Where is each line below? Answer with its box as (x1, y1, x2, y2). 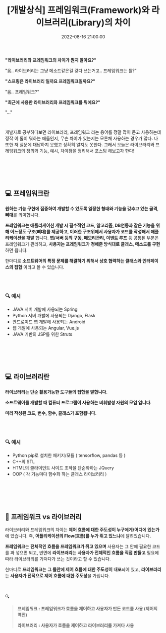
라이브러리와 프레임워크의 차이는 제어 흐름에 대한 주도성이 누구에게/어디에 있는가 (5, 527, 160, 533)
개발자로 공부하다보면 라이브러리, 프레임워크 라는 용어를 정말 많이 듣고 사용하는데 (5, 129, 162, 135)
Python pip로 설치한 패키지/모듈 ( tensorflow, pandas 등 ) (12, 452, 126, 458)
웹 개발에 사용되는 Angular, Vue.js (12, 325, 79, 331)
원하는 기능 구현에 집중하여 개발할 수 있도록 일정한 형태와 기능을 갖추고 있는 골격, (5, 205, 159, 211)
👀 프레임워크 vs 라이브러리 (5, 513, 82, 521)
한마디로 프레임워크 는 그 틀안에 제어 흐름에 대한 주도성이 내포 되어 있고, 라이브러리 (5, 566, 162, 572)
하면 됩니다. (5, 247, 28, 253)
